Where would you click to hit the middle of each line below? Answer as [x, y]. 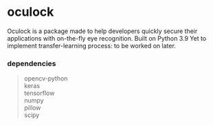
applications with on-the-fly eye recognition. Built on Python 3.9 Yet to [107, 38]
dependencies [32, 63]
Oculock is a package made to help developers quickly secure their [102, 31]
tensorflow [39, 93]
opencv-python [46, 78]
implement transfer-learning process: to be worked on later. [92, 45]
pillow [32, 108]
